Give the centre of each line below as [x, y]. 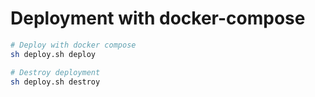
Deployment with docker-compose [158, 18]
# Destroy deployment [55, 72]
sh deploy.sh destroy [55, 82]
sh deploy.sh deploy [53, 54]
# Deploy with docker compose [73, 45]
